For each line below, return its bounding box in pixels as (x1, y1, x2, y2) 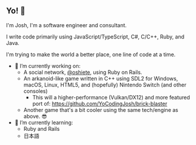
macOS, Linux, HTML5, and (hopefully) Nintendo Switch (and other (23, 81, 187, 88)
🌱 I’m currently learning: (14, 119, 73, 126)
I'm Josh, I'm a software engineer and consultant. (6, 21, 127, 28)
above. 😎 (23, 112, 47, 120)
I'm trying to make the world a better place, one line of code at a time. (6, 51, 176, 58)
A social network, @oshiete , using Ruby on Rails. (23, 69, 143, 76)
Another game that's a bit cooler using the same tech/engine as (23, 106, 178, 113)
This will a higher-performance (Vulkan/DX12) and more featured (32, 94, 190, 101)
